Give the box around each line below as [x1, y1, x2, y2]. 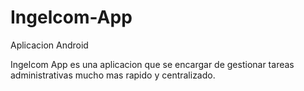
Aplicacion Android [10, 39, 89, 51]
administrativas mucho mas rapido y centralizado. [10, 69, 216, 81]
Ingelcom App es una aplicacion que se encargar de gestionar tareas [10, 58, 295, 70]
